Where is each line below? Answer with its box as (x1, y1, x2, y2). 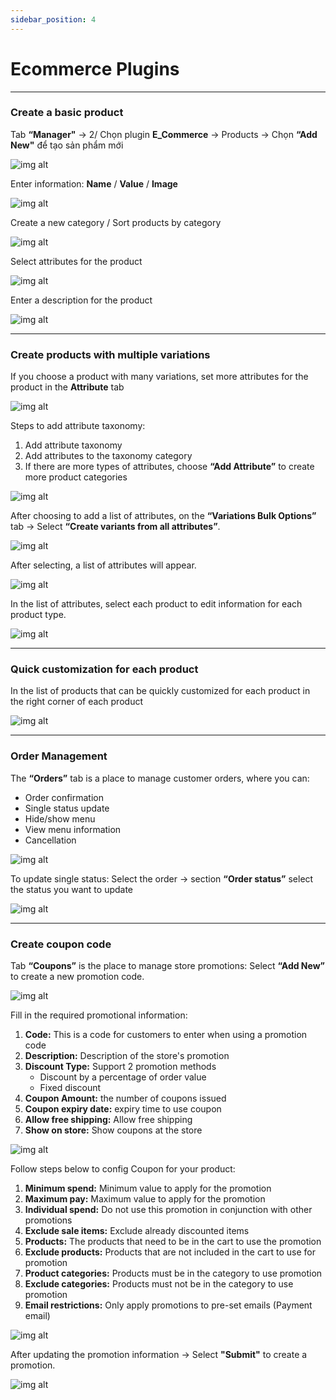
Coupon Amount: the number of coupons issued (24, 1092, 227, 1105)
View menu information (24, 823, 122, 835)
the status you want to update (10, 883, 134, 895)
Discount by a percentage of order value (39, 1071, 207, 1083)
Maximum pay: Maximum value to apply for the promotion (24, 1193, 266, 1205)
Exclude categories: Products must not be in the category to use (24, 1278, 294, 1290)
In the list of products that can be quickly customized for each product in (10, 685, 311, 697)
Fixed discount (39, 1082, 102, 1094)
